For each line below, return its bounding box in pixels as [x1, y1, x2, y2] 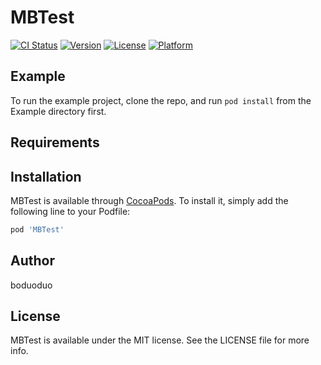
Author [10, 252, 55, 270]
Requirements [10, 134, 100, 151]
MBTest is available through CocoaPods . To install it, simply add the [10, 194, 289, 206]
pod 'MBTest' [10, 224, 65, 235]
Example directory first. [10, 105, 107, 117]
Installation [10, 168, 82, 185]
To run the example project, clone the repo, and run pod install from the [10, 94, 312, 106]
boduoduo [10, 279, 53, 291]
